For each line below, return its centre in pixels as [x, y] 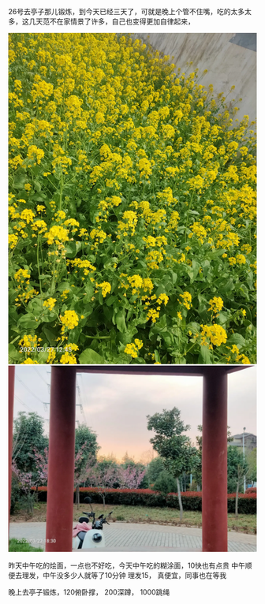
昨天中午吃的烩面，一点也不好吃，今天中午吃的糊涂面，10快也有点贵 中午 [127, 565]
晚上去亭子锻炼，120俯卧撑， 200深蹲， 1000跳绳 [89, 592]
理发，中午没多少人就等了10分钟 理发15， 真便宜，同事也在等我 [124, 575]
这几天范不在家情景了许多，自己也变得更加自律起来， [108, 21]
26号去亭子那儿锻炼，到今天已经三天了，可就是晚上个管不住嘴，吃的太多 [127, 11]
